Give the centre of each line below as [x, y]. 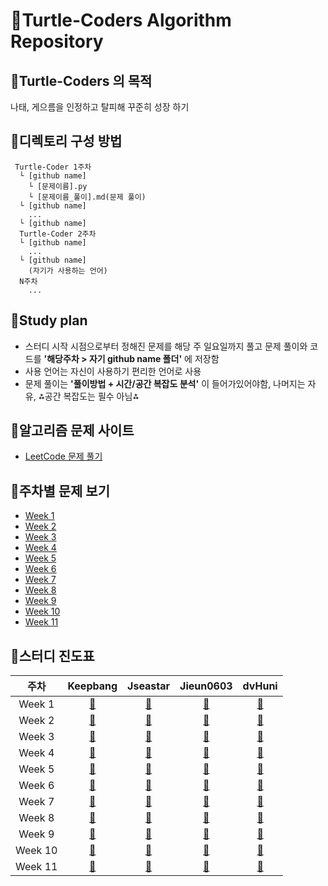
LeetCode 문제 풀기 [63, 456]
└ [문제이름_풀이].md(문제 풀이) [87, 197]
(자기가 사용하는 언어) [68, 270]
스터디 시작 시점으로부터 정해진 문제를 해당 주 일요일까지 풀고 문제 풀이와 [166, 346]
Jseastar [149, 686]
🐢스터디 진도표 [52, 655]
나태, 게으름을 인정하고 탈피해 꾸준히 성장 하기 [100, 107]
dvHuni [260, 686]
